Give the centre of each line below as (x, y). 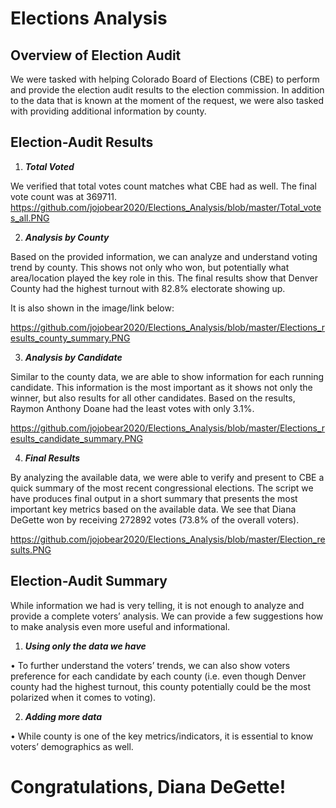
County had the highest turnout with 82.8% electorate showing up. (148, 288)
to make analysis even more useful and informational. (120, 626)
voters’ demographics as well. (72, 746)
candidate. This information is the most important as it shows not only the (161, 387)
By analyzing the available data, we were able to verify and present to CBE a (167, 477)
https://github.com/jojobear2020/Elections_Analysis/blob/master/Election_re (168, 539)
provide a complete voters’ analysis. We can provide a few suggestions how (167, 616)
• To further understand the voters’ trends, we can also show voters (150, 665)
